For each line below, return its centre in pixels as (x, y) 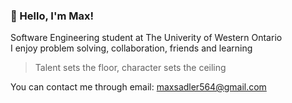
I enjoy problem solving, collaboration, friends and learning (131, 48)
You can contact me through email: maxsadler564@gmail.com (138, 87)
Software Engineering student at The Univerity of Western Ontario (146, 38)
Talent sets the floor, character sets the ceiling (130, 68)
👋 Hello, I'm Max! (52, 16)
